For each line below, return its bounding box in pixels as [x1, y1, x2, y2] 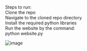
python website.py [5, 31, 43, 36]
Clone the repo [5, 9, 36, 15]
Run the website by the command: [5, 25, 76, 31]
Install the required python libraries [5, 20, 77, 26]
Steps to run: [5, 4, 32, 10]
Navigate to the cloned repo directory [5, 15, 82, 20]
